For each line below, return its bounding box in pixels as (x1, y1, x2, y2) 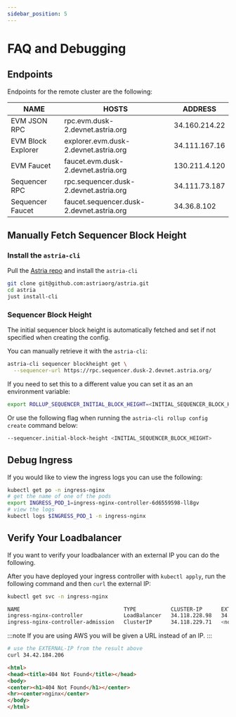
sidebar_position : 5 (7, 10, 68, 18)
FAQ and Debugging (7, 40, 126, 56)
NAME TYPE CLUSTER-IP (7, 606, 202, 613)
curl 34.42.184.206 (7, 652, 65, 659)
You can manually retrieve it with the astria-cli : (7, 347, 147, 355)
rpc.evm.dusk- (64, 115, 114, 125)
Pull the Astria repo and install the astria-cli (7, 267, 138, 275)
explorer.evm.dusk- (64, 136, 131, 146)
